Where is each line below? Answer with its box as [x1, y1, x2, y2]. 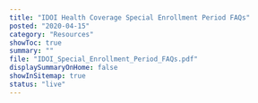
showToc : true [9, 38, 63, 47]
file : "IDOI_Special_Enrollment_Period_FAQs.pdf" [9, 55, 199, 64]
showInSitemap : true [9, 72, 87, 81]
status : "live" [9, 80, 66, 89]
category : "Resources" [9, 30, 94, 39]
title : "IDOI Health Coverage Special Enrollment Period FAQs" [9, 13, 251, 22]
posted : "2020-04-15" [9, 21, 90, 30]
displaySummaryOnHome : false [9, 64, 118, 73]
